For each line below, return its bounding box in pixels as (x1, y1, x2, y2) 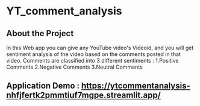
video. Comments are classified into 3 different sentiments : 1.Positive (6, 57, 179, 64)
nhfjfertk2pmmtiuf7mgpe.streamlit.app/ (6, 90, 161, 101)
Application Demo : (6, 81, 80, 91)
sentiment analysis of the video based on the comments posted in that (6, 51, 181, 58)
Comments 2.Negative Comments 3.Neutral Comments (6, 63, 143, 70)
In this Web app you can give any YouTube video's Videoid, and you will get (6, 44, 194, 51)
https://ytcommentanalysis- (81, 81, 191, 91)
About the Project (6, 28, 74, 39)
